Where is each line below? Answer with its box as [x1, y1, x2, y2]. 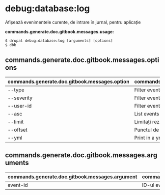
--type [7, 86, 25, 93]
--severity [7, 94, 33, 101]
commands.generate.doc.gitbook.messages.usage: [5, 28, 114, 34]
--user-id [7, 102, 32, 109]
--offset [7, 126, 28, 133]
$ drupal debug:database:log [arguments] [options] [5, 38, 113, 43]
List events [134, 110, 160, 117]
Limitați [134, 118, 151, 125]
